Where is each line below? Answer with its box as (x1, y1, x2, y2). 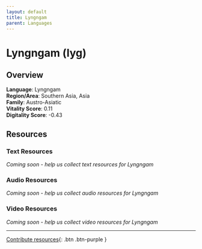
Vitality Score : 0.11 (6, 105, 53, 112)
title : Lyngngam (6, 14, 47, 20)
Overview (6, 70, 44, 80)
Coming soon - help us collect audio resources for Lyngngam (6, 189, 159, 197)
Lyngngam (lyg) (6, 46, 87, 60)
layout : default (6, 8, 47, 15)
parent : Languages (6, 20, 52, 26)
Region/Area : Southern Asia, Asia (6, 92, 90, 99)
